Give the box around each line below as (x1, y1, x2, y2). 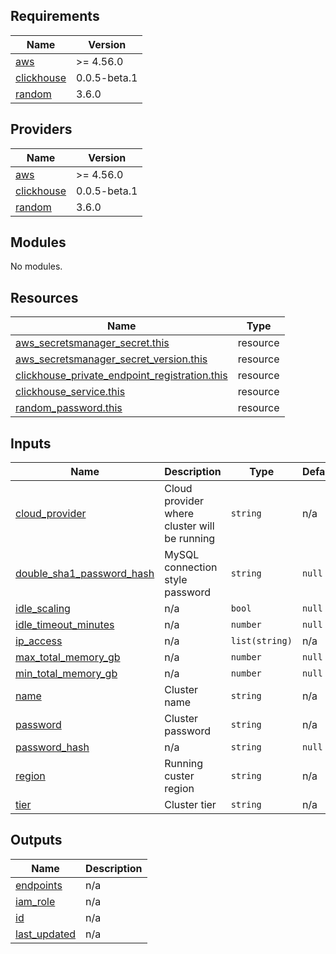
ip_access (15, 634, 63, 648)
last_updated (15, 927, 77, 941)
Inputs (10, 435, 52, 452)
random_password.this (15, 401, 123, 415)
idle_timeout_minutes (15, 618, 115, 632)
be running (164, 532, 216, 546)
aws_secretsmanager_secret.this (15, 336, 170, 350)
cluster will (164, 519, 215, 533)
